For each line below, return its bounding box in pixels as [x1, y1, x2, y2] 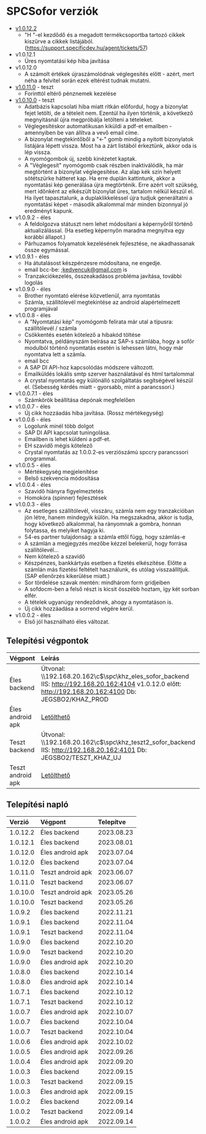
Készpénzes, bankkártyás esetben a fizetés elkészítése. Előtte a [24, 559, 187, 566]
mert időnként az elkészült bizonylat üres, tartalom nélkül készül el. [24, 187, 194, 195]
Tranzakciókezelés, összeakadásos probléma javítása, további [24, 272, 182, 280]
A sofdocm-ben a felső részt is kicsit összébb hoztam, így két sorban [24, 585, 199, 593]
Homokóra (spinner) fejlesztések [24, 494, 107, 501]
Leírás [40, 654, 60, 662]
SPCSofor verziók [6, 4, 99, 18]
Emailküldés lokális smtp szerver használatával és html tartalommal [24, 370, 194, 377]
